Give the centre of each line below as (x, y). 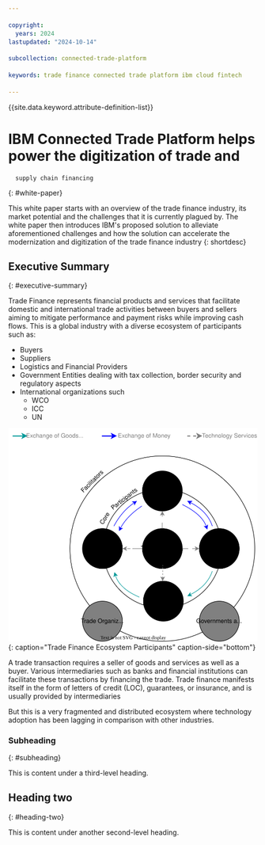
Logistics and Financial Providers (74, 367)
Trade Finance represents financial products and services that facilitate (124, 301)
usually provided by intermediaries (64, 696)
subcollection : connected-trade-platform (78, 59)
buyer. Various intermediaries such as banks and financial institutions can (128, 671)
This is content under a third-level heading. (78, 773)
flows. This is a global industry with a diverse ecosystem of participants (125, 326)
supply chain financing (54, 178)
